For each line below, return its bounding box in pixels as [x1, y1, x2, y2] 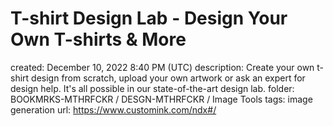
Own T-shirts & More [10, 28, 187, 51]
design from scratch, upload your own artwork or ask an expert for [31, 72, 306, 84]
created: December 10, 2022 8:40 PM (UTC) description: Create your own [10, 61, 315, 73]
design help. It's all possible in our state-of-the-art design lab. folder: [10, 82, 295, 94]
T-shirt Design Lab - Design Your [10, 7, 288, 30]
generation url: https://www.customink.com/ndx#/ [10, 103, 217, 116]
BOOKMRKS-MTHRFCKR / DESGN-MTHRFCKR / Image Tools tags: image [10, 93, 313, 105]
